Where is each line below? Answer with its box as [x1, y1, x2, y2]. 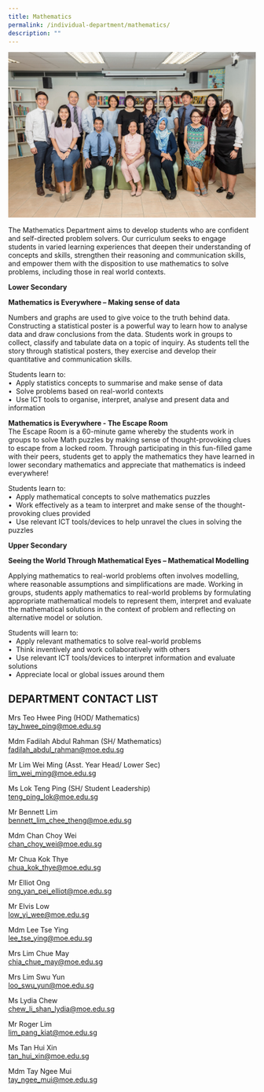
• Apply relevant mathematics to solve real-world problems [8, 636, 202, 646]
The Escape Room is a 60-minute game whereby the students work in [8, 427, 234, 436]
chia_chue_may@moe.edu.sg [8, 957, 104, 966]
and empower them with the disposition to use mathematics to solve [8, 258, 229, 268]
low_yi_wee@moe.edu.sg [8, 910, 90, 919]
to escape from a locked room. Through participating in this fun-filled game [8, 443, 253, 453]
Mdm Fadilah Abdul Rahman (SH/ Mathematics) [8, 737, 163, 746]
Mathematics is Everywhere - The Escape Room [8, 418, 168, 427]
